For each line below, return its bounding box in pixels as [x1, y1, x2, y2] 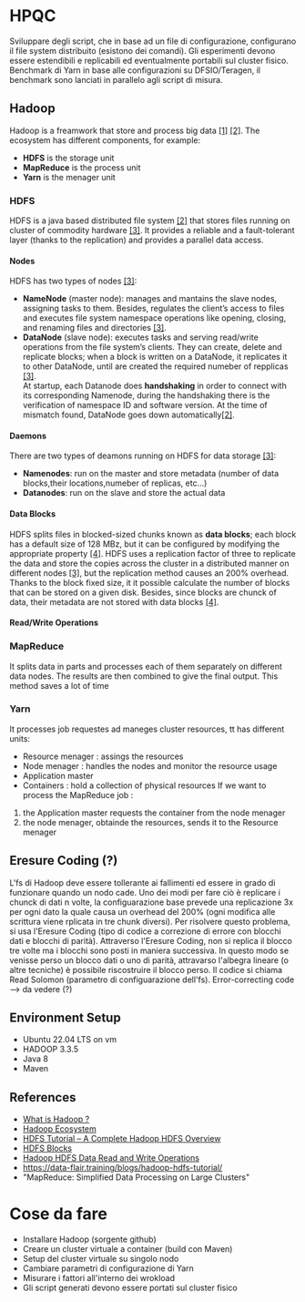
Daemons [9, 430, 47, 441]
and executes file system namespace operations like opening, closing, [22, 313, 287, 323]
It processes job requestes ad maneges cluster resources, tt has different [9, 723, 285, 734]
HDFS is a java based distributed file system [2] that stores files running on [9, 215, 290, 226]
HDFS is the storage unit [22, 152, 115, 163]
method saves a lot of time [9, 680, 109, 691]
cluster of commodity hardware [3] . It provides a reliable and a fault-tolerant [9, 225, 295, 236]
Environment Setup [9, 1010, 121, 1026]
